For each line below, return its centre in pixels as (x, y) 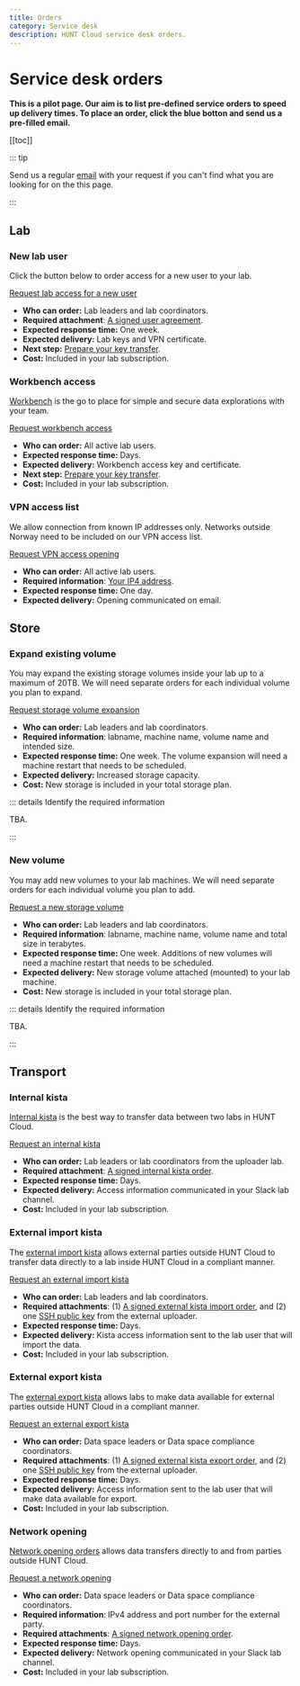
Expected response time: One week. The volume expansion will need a (155, 756)
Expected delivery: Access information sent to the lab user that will (147, 1489)
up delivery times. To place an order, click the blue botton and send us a (146, 113)
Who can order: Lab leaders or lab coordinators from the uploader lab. (153, 1161)
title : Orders (36, 18)
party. (33, 1624)
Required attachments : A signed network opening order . (128, 1634)
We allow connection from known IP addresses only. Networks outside (140, 526)
